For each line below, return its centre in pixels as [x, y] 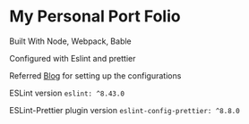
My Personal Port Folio [95, 17]
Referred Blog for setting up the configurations [95, 75]
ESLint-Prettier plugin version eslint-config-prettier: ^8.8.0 [124, 110]
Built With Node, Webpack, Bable [70, 41]
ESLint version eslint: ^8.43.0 [67, 93]
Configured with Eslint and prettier [73, 58]
